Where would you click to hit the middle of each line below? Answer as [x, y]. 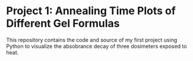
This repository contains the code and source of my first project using [92, 40]
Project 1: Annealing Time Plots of [91, 11]
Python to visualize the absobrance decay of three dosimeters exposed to [96, 46]
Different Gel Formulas [63, 23]
